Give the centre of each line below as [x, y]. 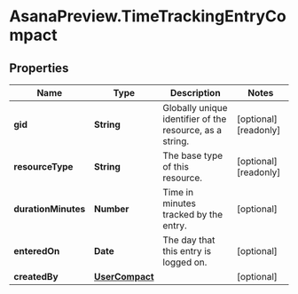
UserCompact [124, 277]
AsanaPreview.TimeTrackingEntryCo [148, 16]
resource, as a [192, 130]
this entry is [187, 251]
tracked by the [193, 215]
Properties [39, 68]
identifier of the [195, 119]
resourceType [43, 167]
